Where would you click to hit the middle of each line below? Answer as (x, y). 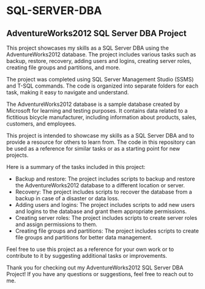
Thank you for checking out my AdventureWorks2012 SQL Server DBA (95, 268)
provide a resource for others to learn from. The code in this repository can (101, 142)
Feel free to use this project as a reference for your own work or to (90, 249)
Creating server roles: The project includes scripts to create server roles (106, 218)
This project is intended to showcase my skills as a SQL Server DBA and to (100, 136)
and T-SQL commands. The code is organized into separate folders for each (102, 86)
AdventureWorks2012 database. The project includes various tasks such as (101, 54)
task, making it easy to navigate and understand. (68, 92)
